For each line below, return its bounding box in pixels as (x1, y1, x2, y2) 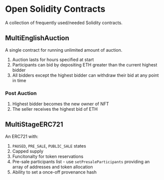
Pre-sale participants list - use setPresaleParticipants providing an (12, 158, 150, 164)
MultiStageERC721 (5, 120, 64, 129)
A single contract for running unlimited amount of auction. (5, 47, 123, 53)
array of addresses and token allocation (12, 164, 93, 170)
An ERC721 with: (5, 133, 38, 139)
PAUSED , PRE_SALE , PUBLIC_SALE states (12, 143, 86, 149)
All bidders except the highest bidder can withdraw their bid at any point (12, 72, 159, 78)
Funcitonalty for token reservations (12, 153, 84, 159)
